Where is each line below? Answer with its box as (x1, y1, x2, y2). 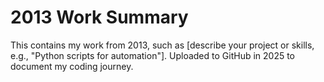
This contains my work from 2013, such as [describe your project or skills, (10, 39, 315, 51)
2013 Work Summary (10, 6, 189, 29)
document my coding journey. (10, 60, 134, 72)
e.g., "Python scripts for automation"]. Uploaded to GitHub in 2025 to (10, 49, 296, 61)
